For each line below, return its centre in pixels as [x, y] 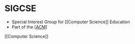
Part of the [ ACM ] [29, 27]
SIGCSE [21, 8]
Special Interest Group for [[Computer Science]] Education [71, 22]
